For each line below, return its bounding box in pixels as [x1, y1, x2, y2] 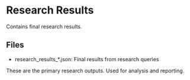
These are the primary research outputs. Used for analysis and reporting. [6, 67, 185, 74]
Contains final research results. [6, 23, 82, 30]
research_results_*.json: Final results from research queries [14, 55, 159, 62]
